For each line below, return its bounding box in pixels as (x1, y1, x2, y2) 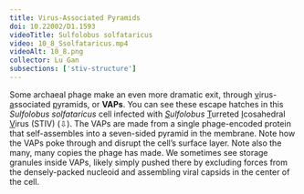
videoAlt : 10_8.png (9, 47, 84, 56)
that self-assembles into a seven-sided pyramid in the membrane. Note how (9, 128, 296, 138)
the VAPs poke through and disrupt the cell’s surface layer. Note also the (9, 138, 282, 148)
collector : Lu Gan (9, 56, 79, 65)
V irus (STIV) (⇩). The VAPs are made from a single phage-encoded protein (9, 117, 292, 128)
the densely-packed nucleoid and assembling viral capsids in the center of (9, 166, 290, 178)
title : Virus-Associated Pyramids (9, 13, 142, 23)
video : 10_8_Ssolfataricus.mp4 (9, 38, 129, 48)
